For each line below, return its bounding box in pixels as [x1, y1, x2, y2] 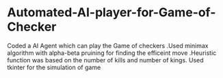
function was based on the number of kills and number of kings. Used [7, 56, 204, 64]
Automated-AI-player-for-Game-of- [7, 5, 216, 20]
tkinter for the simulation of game [7, 63, 101, 71]
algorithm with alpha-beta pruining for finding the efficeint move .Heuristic [7, 49, 217, 57]
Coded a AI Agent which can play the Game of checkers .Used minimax [7, 41, 209, 50]
